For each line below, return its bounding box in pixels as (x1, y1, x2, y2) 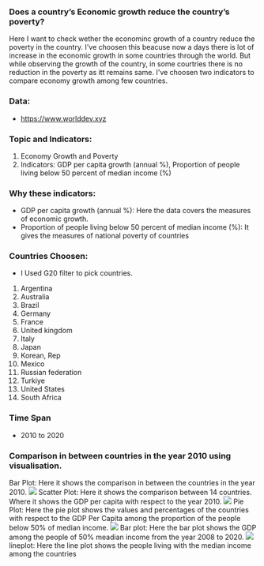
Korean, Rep (20, 350, 62, 361)
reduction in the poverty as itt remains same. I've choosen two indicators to (9, 68, 255, 77)
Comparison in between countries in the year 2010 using (9, 450, 232, 461)
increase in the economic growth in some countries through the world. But (9, 51, 251, 61)
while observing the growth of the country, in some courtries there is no (9, 59, 243, 69)
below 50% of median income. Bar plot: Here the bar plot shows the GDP (9, 523, 257, 533)
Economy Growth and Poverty (20, 151, 119, 160)
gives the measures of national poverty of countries (20, 231, 189, 241)
